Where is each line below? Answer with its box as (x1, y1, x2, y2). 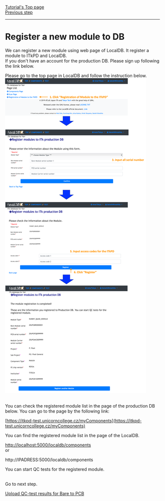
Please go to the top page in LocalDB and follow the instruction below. (5, 72, 147, 78)
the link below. (5, 63, 34, 69)
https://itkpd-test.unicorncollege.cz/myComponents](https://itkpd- (6, 417, 142, 423)
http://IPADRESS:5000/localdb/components (5, 457, 93, 463)
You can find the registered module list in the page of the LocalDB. (5, 432, 140, 438)
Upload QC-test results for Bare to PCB (5, 490, 84, 496)
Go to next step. (5, 481, 38, 487)
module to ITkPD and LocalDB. (5, 53, 67, 59)
